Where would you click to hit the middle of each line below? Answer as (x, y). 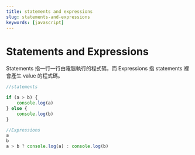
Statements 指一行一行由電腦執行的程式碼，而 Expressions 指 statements (94, 69)
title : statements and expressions (49, 11)
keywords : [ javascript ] (35, 22)
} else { (17, 108)
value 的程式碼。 (43, 76)
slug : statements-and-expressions (48, 17)
